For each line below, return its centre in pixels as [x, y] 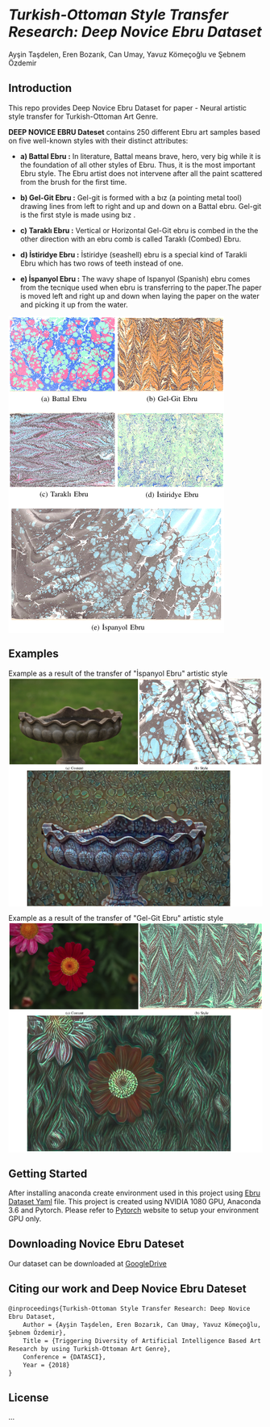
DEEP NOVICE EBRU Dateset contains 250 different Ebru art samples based [134, 132]
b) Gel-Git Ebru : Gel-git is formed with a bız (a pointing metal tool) [131, 197]
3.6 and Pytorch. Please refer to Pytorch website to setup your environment [134, 1210]
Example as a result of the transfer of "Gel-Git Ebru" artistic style [116, 919]
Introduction [40, 88]
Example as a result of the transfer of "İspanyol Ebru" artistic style [118, 673]
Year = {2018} [46, 1365]
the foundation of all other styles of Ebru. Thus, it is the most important [137, 165]
